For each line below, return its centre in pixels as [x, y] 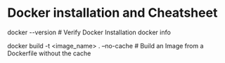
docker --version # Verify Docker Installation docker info [89, 32]
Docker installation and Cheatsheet [112, 13]
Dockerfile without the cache [49, 53]
